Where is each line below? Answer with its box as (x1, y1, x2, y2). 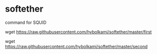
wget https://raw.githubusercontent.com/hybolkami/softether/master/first (5, 29, 152, 35)
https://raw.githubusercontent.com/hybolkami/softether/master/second (5, 43, 148, 49)
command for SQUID (5, 19, 47, 25)
